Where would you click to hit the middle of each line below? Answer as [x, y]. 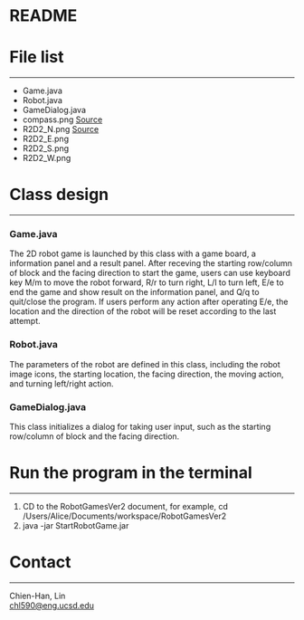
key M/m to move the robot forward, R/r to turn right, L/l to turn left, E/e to [147, 282]
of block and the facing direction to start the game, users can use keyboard [150, 273]
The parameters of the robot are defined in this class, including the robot [145, 364]
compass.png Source [62, 119]
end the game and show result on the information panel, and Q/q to [134, 292]
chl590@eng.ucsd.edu [52, 605]
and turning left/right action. [62, 383]
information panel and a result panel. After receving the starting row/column [151, 263]
